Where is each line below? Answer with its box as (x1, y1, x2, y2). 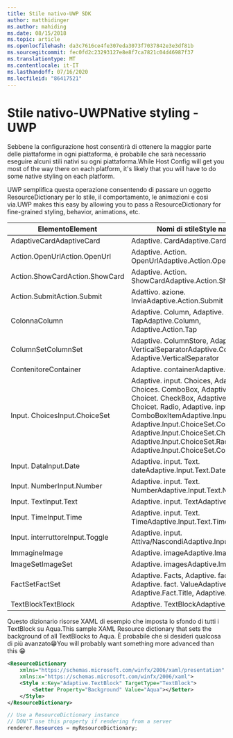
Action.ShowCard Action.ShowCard (10, 272, 125, 282)
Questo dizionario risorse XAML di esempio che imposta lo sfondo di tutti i (7, 617, 220, 626)
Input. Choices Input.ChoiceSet (10, 411, 110, 421)
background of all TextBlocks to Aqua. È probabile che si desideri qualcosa (7, 632, 221, 641)
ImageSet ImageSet (10, 559, 73, 569)
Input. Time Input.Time (10, 513, 83, 522)
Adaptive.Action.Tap (130, 325, 198, 335)
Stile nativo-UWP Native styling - (7, 105, 199, 120)
